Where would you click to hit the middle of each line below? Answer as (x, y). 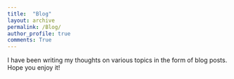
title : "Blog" (30, 14)
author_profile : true (39, 34)
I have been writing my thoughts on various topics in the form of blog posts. (117, 60)
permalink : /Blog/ (34, 27)
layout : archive (31, 20)
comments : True (30, 40)
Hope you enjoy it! (34, 68)
